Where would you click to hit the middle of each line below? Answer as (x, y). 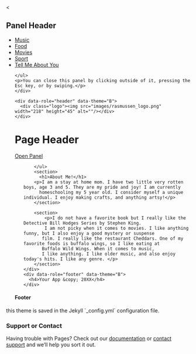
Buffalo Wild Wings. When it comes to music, (98, 249)
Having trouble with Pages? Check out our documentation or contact (89, 339)
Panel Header (31, 25)
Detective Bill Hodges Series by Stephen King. (82, 223)
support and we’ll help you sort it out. (51, 345)
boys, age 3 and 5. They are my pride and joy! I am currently (102, 187)
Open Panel (29, 156)
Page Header (47, 139)
